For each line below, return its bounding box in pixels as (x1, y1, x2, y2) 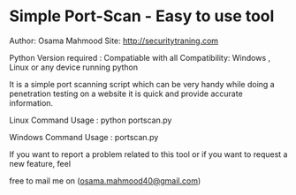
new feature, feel (9, 158, 72, 169)
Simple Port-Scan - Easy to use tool (9, 6, 275, 26)
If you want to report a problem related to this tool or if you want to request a (9, 148, 288, 160)
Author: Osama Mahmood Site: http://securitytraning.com (9, 35, 219, 46)
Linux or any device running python (9, 62, 139, 72)
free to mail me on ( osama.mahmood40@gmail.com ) (9, 175, 201, 186)
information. (9, 97, 54, 108)
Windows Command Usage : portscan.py (9, 131, 159, 142)
